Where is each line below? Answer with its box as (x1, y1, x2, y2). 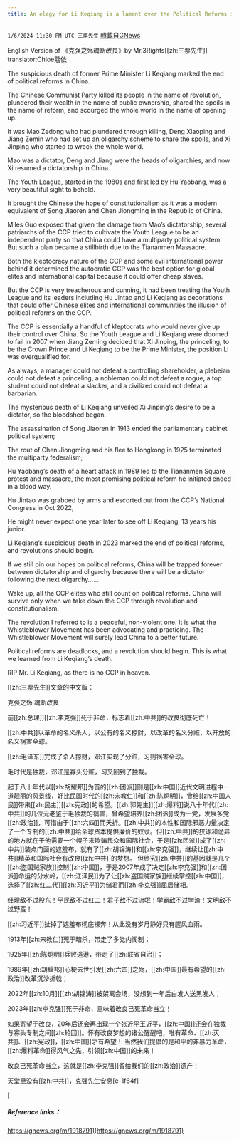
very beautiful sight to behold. (7, 185, 96, 193)
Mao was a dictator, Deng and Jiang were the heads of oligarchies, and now (7, 156, 230, 165)
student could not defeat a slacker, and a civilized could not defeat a (7, 381, 208, 390)
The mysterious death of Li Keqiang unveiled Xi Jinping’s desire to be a (7, 403, 216, 411)
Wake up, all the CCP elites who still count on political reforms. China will (7, 588, 221, 597)
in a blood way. (7, 482, 52, 490)
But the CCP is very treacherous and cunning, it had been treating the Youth (7, 286, 230, 294)
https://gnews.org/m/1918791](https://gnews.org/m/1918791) (7, 1126, 184, 1135)
